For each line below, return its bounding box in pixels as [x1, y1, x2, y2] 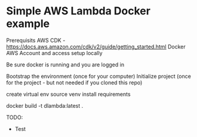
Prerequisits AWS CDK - [6, 36, 66, 44]
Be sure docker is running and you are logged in [6, 61, 124, 68]
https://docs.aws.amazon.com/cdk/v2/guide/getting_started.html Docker [6, 43, 186, 50]
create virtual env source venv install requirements [6, 90, 131, 98]
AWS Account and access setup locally [6, 49, 103, 56]
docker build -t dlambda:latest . [6, 102, 84, 109]
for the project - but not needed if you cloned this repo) [6, 79, 143, 86]
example [6, 17, 50, 31]
